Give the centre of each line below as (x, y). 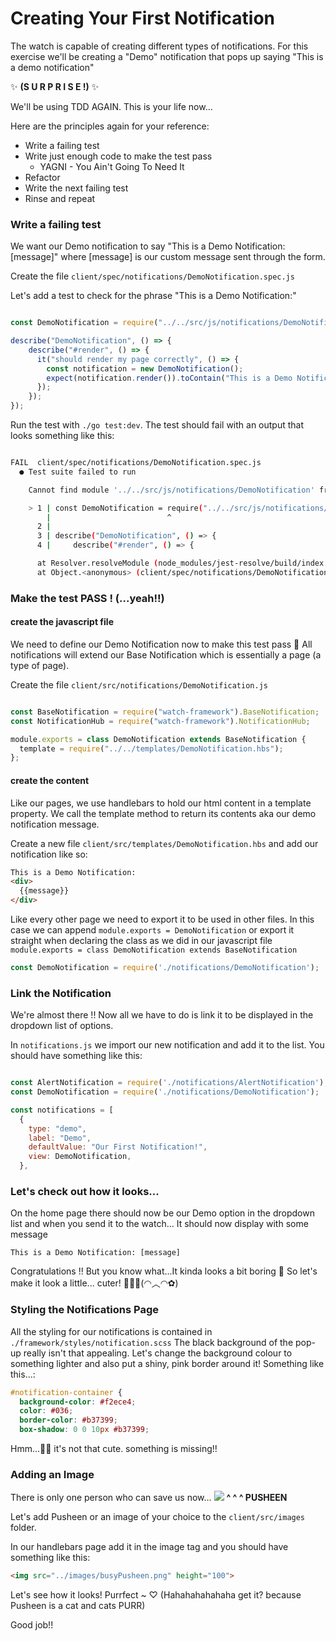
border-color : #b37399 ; (68, 1420)
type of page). (40, 665)
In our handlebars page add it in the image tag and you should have (149, 1547)
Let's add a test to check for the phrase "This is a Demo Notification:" (153, 296)
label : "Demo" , (60, 1138)
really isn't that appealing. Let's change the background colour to (158, 1353)
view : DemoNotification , (80, 1157)
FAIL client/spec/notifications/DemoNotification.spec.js (136, 463)
